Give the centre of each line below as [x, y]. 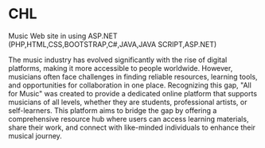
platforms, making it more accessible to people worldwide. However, [121, 68]
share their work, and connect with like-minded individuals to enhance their [132, 127]
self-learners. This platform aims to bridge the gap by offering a [113, 110]
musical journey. [35, 135]
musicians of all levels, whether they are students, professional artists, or [128, 102]
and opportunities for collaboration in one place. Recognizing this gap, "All [130, 85]
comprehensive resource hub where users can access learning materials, [129, 119]
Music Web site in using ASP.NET [63, 36]
